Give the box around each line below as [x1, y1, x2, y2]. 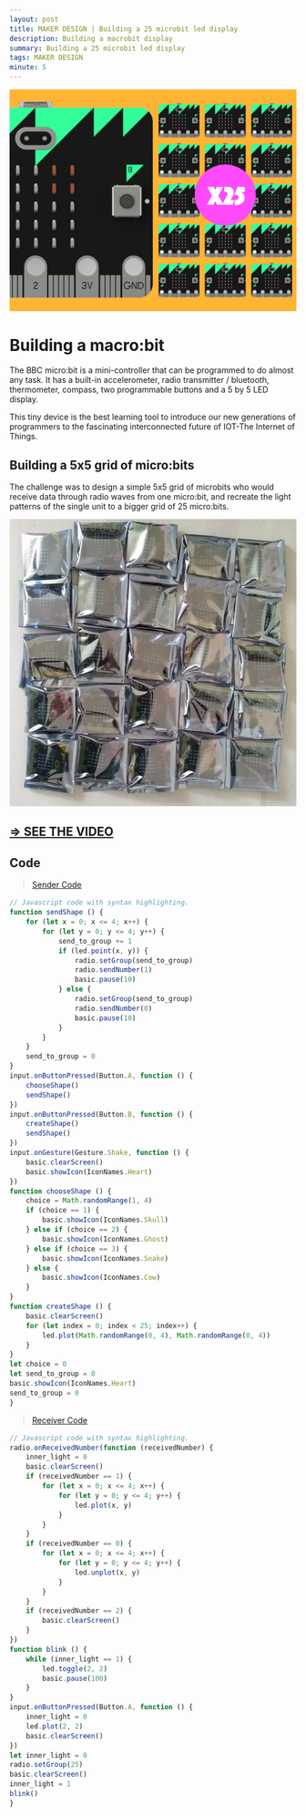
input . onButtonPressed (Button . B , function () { [9, 1109, 194, 1119]
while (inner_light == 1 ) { [25, 1655, 132, 1664]
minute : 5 [9, 63, 47, 72]
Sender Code [31, 880, 82, 891]
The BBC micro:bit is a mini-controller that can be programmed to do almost [9, 365, 294, 376]
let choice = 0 [9, 1359, 67, 1369]
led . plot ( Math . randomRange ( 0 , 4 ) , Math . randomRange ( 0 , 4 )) [42, 1331, 271, 1340]
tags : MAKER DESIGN [9, 53, 84, 63]
